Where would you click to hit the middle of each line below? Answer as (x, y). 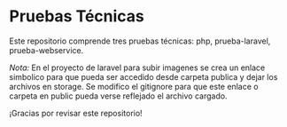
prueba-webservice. (47, 50)
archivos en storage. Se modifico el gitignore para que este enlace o (134, 86)
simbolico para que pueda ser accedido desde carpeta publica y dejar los (143, 76)
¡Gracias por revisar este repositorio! (76, 113)
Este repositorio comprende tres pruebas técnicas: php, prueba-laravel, (140, 41)
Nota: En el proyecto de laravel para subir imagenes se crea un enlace (137, 67)
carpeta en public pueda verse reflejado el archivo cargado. (118, 96)
